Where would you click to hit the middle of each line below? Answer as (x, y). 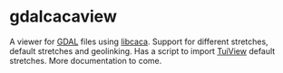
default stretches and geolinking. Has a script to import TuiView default (142, 50)
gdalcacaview (63, 17)
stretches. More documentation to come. (86, 60)
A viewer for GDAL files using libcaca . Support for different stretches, (139, 41)
